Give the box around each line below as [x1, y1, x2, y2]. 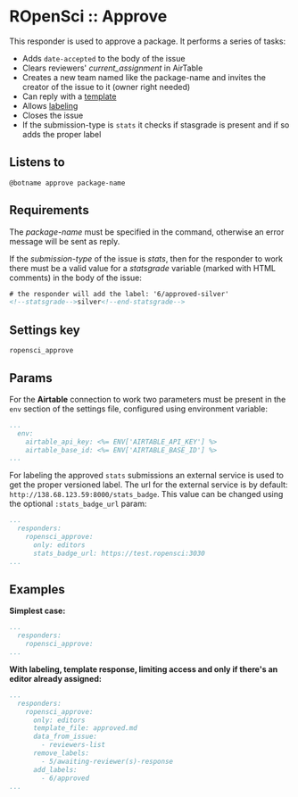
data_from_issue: [32, 732, 98, 742]
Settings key [9, 322, 80, 337]
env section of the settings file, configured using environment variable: [9, 403, 268, 414]
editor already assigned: [9, 673, 103, 684]
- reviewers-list [41, 741, 105, 750]
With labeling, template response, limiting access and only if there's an [9, 663, 278, 675]
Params [9, 370, 53, 386]
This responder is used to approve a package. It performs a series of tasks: [9, 36, 286, 46]
